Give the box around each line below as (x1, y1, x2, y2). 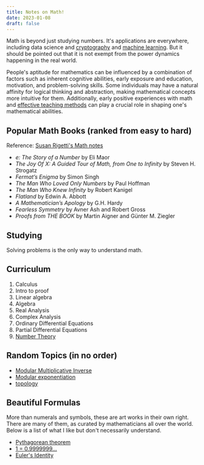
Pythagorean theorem (15, 439, 71, 446)
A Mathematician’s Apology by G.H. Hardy (15, 199, 123, 207)
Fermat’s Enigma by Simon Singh (15, 173, 100, 181)
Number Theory (15, 332, 57, 340)
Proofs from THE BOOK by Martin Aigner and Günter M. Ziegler (15, 212, 175, 220)
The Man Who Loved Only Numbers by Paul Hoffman (15, 180, 151, 187)
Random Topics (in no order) (6, 350, 118, 361)
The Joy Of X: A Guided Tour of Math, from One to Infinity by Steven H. (15, 160, 196, 167)
